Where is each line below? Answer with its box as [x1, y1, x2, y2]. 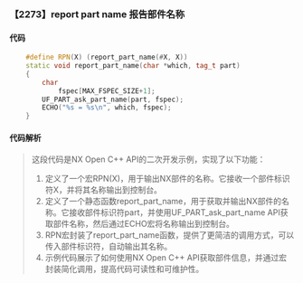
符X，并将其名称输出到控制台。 [44, 184, 163, 195]
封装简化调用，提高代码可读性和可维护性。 [44, 264, 204, 275]
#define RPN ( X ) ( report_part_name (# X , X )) [25, 52, 188, 62]
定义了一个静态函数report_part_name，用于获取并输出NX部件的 [44, 196, 282, 207]
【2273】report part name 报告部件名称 [9, 7, 185, 20]
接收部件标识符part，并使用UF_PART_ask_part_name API [69, 207, 280, 218]
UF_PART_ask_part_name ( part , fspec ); [42, 95, 184, 104]
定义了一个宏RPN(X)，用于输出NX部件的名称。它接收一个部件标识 [44, 174, 290, 184]
